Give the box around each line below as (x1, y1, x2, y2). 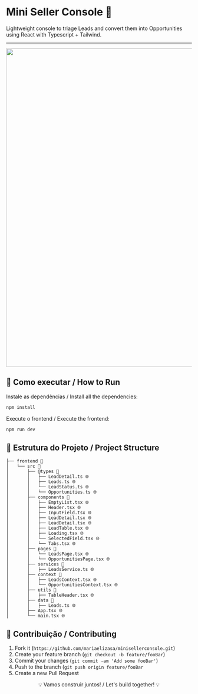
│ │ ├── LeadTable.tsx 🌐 (6, 526, 90, 531)
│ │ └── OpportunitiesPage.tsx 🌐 (6, 556, 110, 562)
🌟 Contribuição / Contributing (6, 629, 117, 639)
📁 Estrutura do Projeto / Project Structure (6, 442, 160, 452)
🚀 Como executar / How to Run (6, 377, 120, 388)
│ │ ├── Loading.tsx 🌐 (6, 530, 84, 537)
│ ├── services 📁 (6, 561, 65, 567)
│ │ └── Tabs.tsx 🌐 (6, 541, 76, 547)
